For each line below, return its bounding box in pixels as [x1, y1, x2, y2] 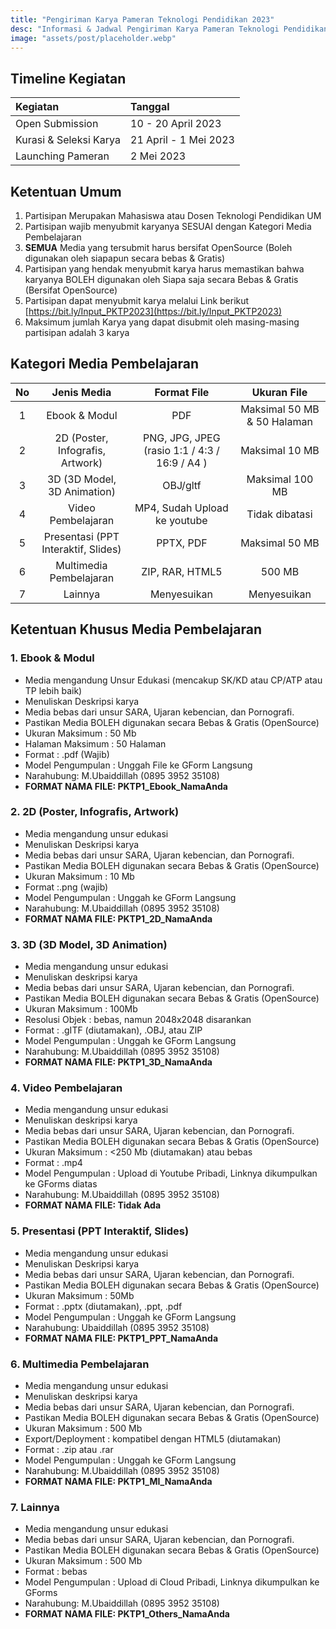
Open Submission [15, 117, 99, 131]
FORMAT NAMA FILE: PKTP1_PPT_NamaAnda [24, 1332, 219, 1344]
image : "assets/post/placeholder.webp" [10, 33, 177, 43]
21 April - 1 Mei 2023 [130, 133, 235, 147]
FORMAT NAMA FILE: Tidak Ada [24, 1199, 162, 1211]
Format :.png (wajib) [24, 881, 109, 893]
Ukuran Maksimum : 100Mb [24, 1003, 138, 1015]
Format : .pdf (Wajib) [24, 748, 110, 760]
